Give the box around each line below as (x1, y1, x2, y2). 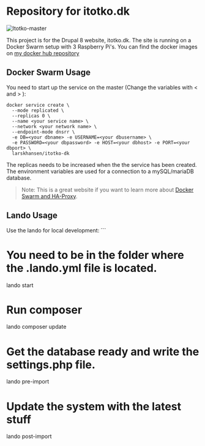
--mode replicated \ (12, 107, 64, 113)
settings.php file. (6, 358, 96, 372)
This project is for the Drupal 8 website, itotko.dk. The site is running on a (6, 36, 192, 44)
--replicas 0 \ (12, 112, 51, 119)
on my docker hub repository (6, 49, 80, 56)
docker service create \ (6, 102, 70, 108)
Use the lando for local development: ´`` (6, 226, 106, 234)
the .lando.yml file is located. (6, 261, 157, 275)
